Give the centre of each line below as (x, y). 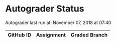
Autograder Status (45, 9)
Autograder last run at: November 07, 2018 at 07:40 (58, 22)
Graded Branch (89, 34)
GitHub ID (20, 34)
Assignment (51, 34)
